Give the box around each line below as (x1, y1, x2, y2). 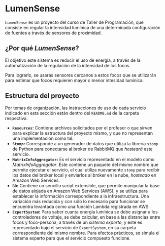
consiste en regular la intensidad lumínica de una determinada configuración (5, 24, 161, 30)
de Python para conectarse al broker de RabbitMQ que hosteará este (12, 146, 153, 152)
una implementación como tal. (12, 135, 74, 141)
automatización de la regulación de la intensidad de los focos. (5, 62, 131, 68)
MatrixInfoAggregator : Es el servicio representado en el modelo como (12, 156, 155, 162)
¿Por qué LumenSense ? (5, 44, 80, 52)
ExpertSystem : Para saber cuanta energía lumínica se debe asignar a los (12, 208, 158, 215)
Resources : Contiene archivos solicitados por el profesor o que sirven (12, 124, 153, 131)
